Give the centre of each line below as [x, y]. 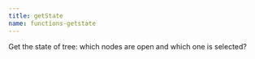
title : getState [36, 16]
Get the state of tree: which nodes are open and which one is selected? [128, 46]
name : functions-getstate [52, 23]
